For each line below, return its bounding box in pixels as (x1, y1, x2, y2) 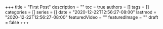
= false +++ (5, 19, 29, 25)
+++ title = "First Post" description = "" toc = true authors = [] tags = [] (5, 4, 149, 10)
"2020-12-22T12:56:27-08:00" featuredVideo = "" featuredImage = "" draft (5, 14, 159, 20)
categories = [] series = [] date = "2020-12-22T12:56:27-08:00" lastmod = (5, 9, 157, 15)
